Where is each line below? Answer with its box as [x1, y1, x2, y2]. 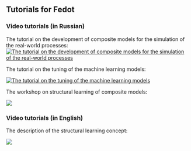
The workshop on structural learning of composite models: [6, 88, 148, 95]
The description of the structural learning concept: [6, 127, 128, 134]
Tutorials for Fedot [6, 5, 75, 15]
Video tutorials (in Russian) [6, 22, 85, 30]
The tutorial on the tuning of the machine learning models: [6, 66, 146, 73]
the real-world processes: [6, 42, 68, 49]
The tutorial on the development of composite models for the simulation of [6, 35, 185, 43]
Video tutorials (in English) [6, 114, 84, 122]
